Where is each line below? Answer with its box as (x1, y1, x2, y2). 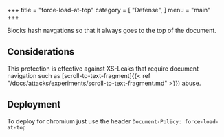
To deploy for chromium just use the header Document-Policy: (7, 116, 182, 125)
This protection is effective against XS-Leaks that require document (7, 64, 199, 73)
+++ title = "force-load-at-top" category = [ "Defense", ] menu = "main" (7, 6, 211, 14)
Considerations (7, 46, 75, 58)
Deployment (7, 99, 61, 110)
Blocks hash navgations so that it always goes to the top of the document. (7, 27, 216, 34)
